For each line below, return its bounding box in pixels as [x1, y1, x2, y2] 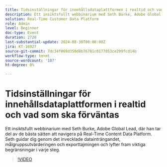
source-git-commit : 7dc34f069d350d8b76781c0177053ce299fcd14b [5, 49, 137, 54]
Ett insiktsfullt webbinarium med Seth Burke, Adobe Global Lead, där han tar [5, 126, 161, 132]
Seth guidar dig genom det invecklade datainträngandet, [5, 136, 121, 142]
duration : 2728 [5, 35, 37, 40]
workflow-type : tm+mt [5, 53, 50, 58]
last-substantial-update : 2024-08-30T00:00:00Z [5, 40, 106, 45]
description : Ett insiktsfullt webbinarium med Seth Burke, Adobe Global [5, 12, 162, 17]
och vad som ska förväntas [5, 110, 119, 120]
